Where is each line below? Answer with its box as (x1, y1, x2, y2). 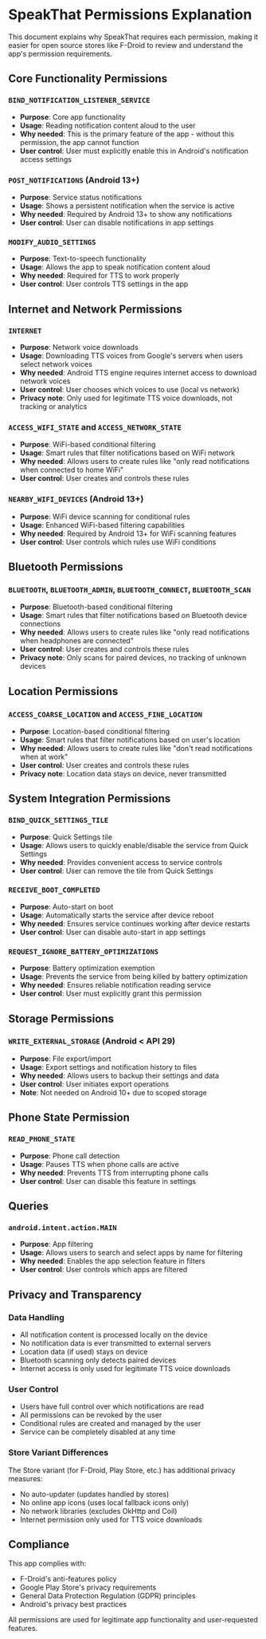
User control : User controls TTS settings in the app (19, 279, 189, 289)
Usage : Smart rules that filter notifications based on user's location (19, 735, 241, 745)
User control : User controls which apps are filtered (19, 1265, 188, 1275)
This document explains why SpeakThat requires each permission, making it (8, 32, 259, 41)
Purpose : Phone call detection (19, 1150, 120, 1161)
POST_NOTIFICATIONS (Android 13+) (8, 174, 140, 185)
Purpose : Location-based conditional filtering (19, 726, 170, 736)
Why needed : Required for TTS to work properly (19, 271, 180, 281)
